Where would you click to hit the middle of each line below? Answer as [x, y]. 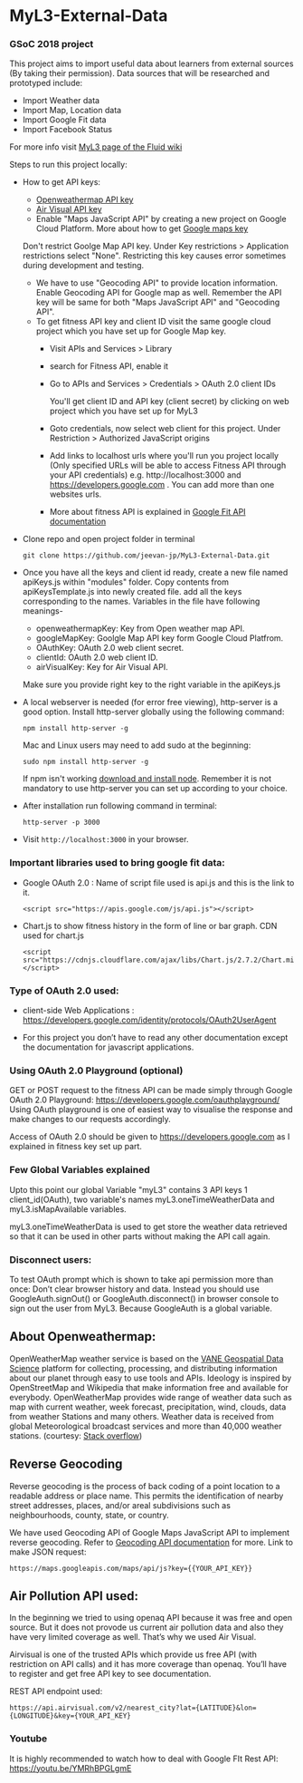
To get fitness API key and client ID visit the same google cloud [153, 322]
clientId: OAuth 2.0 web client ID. [97, 657]
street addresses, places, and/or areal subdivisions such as [120, 1505]
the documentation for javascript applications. [108, 1047]
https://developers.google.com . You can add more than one [162, 485]
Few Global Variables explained [80, 1170]
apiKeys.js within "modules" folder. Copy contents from [125, 582]
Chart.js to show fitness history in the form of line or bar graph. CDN [150, 925]
